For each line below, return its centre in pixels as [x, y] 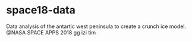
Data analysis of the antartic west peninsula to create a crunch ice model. [96, 26]
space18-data [41, 10]
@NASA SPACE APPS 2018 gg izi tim [51, 32]
